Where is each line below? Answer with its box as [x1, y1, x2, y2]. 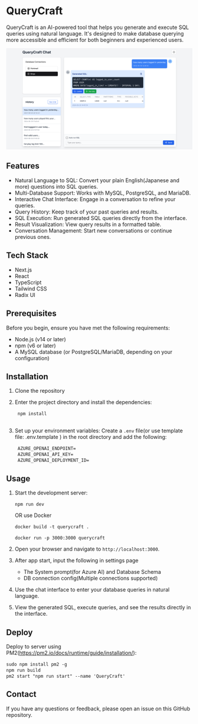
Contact [6, 689, 37, 699]
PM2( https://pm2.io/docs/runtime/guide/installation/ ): [6, 649, 137, 656]
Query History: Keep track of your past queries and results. [14, 208, 159, 215]
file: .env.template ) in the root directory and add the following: [14, 434, 167, 441]
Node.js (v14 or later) [14, 335, 66, 342]
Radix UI [14, 291, 35, 298]
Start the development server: [14, 489, 88, 496]
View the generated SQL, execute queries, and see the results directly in [14, 604, 191, 611]
